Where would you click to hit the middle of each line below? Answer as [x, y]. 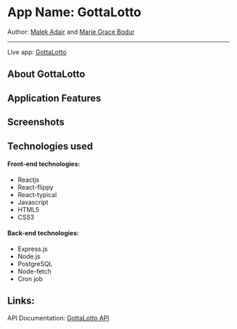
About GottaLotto [47, 74]
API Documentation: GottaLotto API [58, 318]
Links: [21, 301]
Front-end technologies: [44, 164]
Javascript [33, 202]
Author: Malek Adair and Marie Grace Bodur [71, 32]
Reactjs [29, 180]
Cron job [30, 278]
